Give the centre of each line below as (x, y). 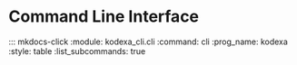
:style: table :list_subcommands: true (77, 51)
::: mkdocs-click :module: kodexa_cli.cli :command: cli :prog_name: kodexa (148, 42)
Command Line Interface (104, 17)
